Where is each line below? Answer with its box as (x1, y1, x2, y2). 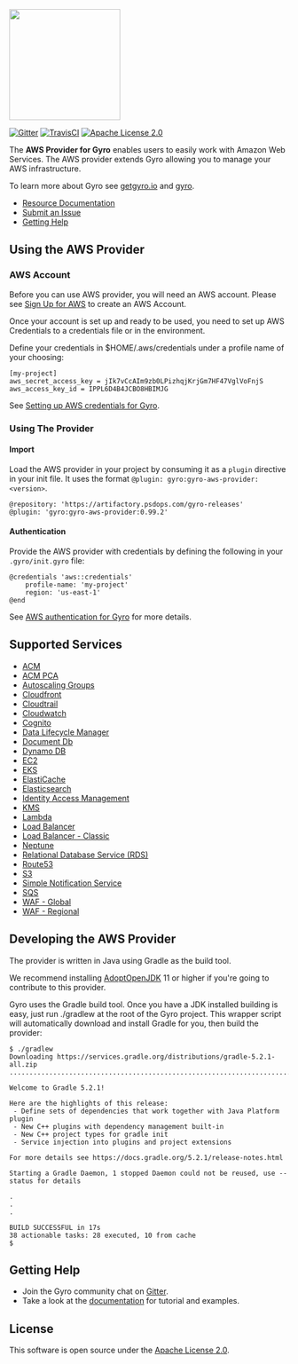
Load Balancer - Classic (21, 830, 110, 841)
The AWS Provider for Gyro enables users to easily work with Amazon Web (9, 145, 286, 154)
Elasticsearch (21, 783, 72, 793)
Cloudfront (21, 689, 62, 699)
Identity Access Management (21, 792, 130, 803)
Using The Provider (9, 422, 95, 434)
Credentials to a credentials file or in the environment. (9, 325, 206, 335)
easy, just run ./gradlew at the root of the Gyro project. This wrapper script (9, 1008, 282, 1019)
